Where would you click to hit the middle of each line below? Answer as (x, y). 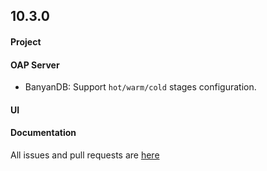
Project (26, 41)
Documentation (43, 133)
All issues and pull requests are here (85, 155)
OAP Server (35, 65)
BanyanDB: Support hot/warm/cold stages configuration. (140, 87)
